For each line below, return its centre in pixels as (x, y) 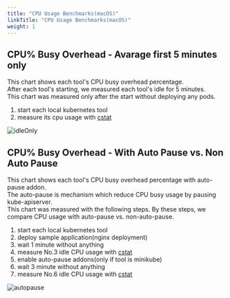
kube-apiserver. (30, 202)
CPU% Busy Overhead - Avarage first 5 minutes (112, 54)
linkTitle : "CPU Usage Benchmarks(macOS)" (69, 20)
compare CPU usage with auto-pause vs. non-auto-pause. (90, 216)
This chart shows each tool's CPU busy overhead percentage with (102, 180)
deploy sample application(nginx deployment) (82, 237)
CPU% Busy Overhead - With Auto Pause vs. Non (115, 152)
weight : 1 (21, 26)
